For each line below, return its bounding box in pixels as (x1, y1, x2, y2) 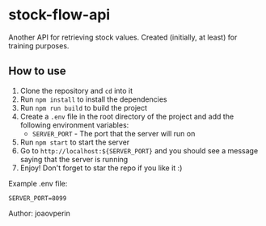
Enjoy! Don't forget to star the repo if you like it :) (19, 163, 183, 173)
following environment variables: (19, 119, 129, 130)
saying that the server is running (19, 154, 129, 164)
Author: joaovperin (8, 208, 71, 218)
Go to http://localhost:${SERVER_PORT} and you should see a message (19, 145, 259, 155)
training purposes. (8, 40, 70, 50)
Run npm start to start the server (19, 137, 130, 147)
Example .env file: (8, 178, 68, 188)
